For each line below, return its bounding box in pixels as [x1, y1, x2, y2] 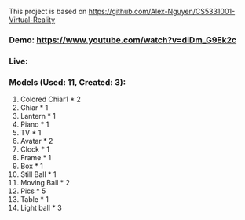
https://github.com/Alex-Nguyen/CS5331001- [88, 7, 236, 16]
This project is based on [9, 7, 87, 16]
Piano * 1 [20, 119, 49, 129]
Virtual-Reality [9, 15, 56, 24]
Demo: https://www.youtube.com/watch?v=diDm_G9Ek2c [9, 35, 237, 46]
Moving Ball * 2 [20, 178, 70, 188]
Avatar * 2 [20, 137, 53, 146]
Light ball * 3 [20, 203, 62, 213]
